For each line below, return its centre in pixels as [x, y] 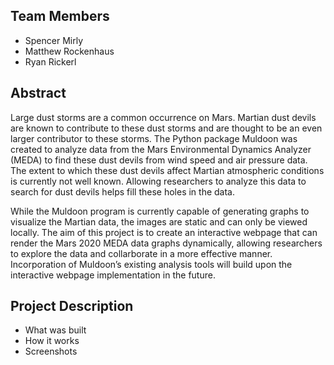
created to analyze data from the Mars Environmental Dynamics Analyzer [161, 149]
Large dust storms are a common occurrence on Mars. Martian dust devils [163, 117]
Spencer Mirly [54, 40]
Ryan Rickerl [50, 61]
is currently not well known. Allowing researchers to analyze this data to [158, 181]
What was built [55, 330]
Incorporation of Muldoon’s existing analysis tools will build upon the [151, 264]
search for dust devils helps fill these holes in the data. [122, 191]
